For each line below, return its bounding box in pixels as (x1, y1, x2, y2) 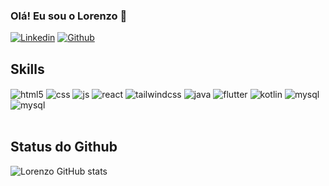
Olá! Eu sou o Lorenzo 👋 (10, 9, 128, 23)
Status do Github (10, 139, 118, 156)
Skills (10, 60, 45, 78)
